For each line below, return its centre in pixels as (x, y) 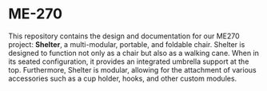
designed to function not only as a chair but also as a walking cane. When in (134, 53)
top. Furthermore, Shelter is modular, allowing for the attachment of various (133, 69)
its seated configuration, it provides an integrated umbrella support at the (129, 61)
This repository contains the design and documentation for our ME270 (124, 36)
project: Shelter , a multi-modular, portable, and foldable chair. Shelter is (127, 44)
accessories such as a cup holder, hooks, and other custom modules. (123, 78)
